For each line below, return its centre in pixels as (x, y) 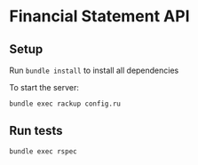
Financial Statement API (99, 16)
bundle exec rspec (43, 151)
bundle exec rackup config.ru (65, 104)
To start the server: (44, 87)
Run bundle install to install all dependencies (94, 70)
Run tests (36, 131)
